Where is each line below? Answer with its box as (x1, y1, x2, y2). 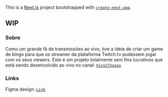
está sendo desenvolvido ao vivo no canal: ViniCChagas (5, 62, 122, 68)
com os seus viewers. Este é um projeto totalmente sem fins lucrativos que (5, 56, 163, 62)
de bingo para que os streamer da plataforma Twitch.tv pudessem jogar (5, 51, 157, 57)
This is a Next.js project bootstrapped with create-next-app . (5, 5, 132, 10)
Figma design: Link (5, 86, 46, 92)
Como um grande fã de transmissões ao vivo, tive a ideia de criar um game (5, 46, 163, 52)
